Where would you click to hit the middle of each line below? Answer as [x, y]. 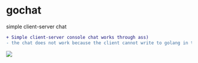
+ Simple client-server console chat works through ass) [77, 37]
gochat [24, 10]
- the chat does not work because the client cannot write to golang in [97, 43]
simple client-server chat [36, 26]
